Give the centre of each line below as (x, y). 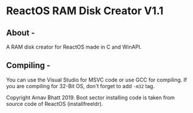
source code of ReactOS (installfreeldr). (55, 104)
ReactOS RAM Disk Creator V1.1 (85, 11)
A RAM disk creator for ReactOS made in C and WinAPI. (74, 47)
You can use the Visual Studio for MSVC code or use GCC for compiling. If (97, 80)
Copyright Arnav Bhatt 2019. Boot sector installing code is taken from (91, 97)
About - (21, 33)
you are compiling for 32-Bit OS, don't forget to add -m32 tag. (81, 86)
